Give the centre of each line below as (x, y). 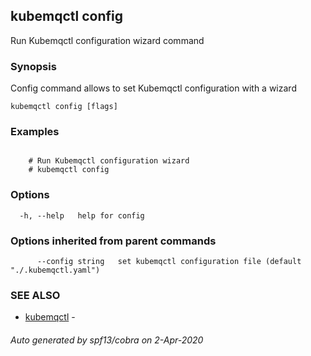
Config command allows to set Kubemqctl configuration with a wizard (153, 88)
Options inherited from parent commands (113, 241)
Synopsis (33, 66)
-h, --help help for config (82, 215)
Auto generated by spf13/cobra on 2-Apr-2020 (107, 340)
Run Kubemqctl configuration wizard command (107, 40)
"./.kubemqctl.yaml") (55, 270)
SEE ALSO (35, 295)
